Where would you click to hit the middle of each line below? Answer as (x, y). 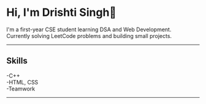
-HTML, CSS (22, 82)
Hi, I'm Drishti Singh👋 (61, 13)
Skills (17, 61)
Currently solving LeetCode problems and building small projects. (89, 35)
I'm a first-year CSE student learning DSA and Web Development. (89, 29)
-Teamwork (21, 89)
